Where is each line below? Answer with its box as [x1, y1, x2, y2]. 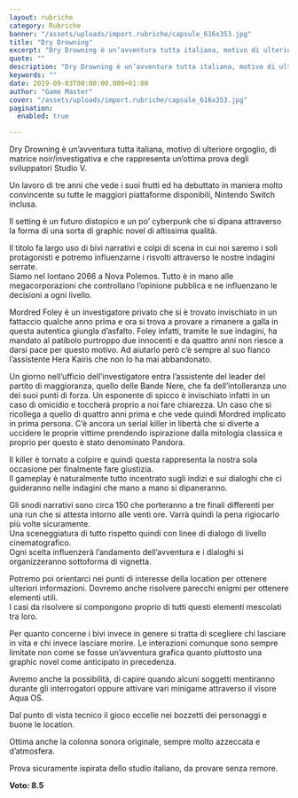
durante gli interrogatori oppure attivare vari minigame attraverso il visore [9, 684, 277, 694]
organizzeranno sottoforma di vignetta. [9, 556, 153, 567]
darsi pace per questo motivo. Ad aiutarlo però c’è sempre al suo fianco [9, 345, 271, 356]
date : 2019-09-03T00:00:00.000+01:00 [9, 79, 149, 88]
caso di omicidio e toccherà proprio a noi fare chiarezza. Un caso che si [9, 400, 272, 411]
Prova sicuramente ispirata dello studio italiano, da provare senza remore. [9, 763, 278, 774]
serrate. [9, 262, 38, 272]
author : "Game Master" [9, 87, 93, 96]
